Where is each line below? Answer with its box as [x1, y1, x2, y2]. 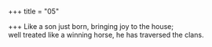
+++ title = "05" [8, 7, 60, 16]
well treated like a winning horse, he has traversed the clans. [8, 31, 204, 39]
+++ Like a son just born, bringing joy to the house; [8, 22, 174, 31]
